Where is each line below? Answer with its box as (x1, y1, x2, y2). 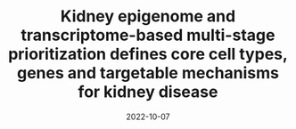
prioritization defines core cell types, (8, 44, 288, 64)
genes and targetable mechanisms (16, 63, 280, 84)
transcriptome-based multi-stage (21, 25, 275, 45)
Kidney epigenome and (60, 6, 236, 27)
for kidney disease (78, 82, 218, 102)
